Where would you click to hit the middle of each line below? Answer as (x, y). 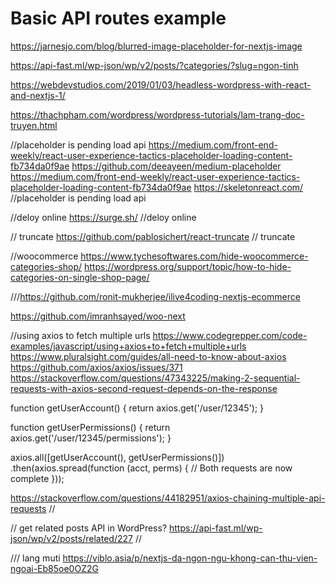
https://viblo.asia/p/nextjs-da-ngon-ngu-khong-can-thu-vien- (190, 558)
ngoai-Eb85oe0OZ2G (54, 568)
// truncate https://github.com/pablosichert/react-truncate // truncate (153, 236)
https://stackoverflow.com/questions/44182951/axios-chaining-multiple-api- (168, 498)
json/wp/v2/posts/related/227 (71, 538)
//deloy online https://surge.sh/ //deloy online (103, 217)
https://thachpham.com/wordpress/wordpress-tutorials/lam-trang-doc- (157, 114)
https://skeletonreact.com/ (248, 187)
